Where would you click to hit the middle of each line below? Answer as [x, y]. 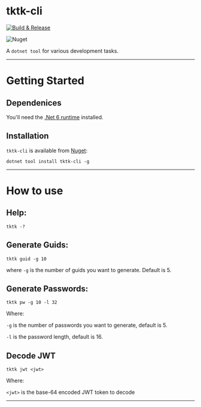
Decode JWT [31, 356]
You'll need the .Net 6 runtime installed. [55, 117]
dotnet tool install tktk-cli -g [48, 161]
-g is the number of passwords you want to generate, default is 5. [87, 325]
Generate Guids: [37, 245]
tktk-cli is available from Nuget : [47, 150]
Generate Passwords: [47, 289]
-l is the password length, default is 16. [55, 337]
